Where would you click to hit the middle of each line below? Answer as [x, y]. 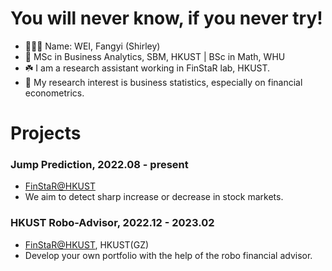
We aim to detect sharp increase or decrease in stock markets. [154, 197]
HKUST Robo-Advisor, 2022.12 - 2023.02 [112, 223]
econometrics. [54, 93]
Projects [46, 133]
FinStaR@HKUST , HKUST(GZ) [87, 244]
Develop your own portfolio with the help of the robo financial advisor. [168, 255]
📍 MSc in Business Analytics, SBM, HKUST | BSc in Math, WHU [155, 56]
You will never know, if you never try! [166, 18]
